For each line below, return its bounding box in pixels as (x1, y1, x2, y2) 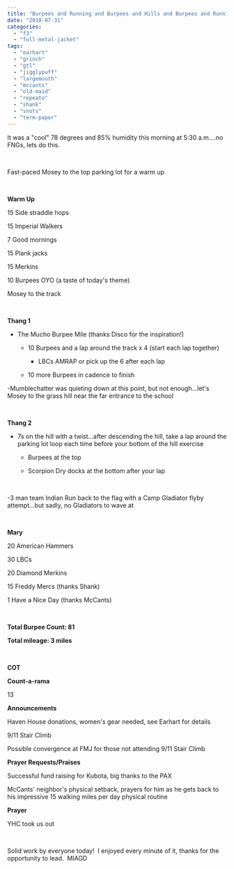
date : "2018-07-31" (7, 17, 64, 24)
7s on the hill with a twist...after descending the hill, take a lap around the (17, 432, 227, 440)
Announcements (7, 704, 57, 712)
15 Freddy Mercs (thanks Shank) (7, 582, 100, 591)
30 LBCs (7, 555, 33, 563)
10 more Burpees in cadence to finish (27, 371, 135, 379)
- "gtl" (13, 62, 36, 69)
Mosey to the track (7, 289, 61, 297)
